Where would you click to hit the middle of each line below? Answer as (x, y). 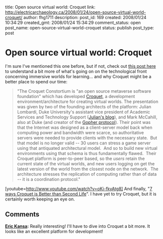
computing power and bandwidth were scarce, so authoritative (81, 132)
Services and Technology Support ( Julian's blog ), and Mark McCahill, (87, 117)
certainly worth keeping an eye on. (40, 199)
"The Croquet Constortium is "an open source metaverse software (84, 91)
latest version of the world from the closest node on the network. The (88, 169)
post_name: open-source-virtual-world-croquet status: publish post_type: (80, 28)
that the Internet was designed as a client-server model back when (85, 127)
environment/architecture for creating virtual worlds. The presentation (88, 101)
